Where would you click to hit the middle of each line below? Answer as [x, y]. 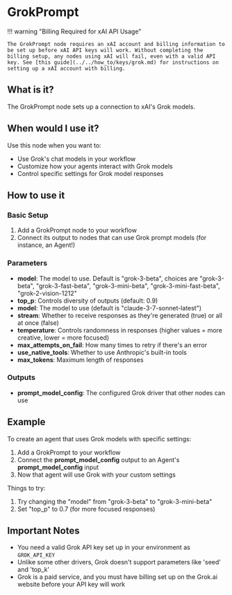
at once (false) [38, 323]
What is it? [31, 90]
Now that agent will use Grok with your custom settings [96, 475]
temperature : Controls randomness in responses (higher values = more [119, 330]
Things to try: [26, 488]
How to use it [36, 195]
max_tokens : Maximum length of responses [80, 360]
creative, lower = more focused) [63, 338]
